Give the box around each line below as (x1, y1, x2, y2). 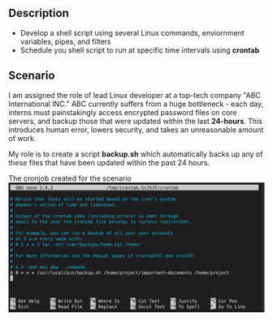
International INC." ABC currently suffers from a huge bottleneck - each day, (8, 99, 264, 109)
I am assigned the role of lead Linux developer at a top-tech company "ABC (8, 90, 262, 100)
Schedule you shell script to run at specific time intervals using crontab (19, 45, 260, 55)
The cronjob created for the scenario (8, 173, 132, 183)
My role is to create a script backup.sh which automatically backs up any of (8, 149, 263, 159)
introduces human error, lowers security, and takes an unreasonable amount (8, 125, 264, 135)
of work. (8, 133, 37, 143)
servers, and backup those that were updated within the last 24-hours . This (8, 116, 262, 126)
